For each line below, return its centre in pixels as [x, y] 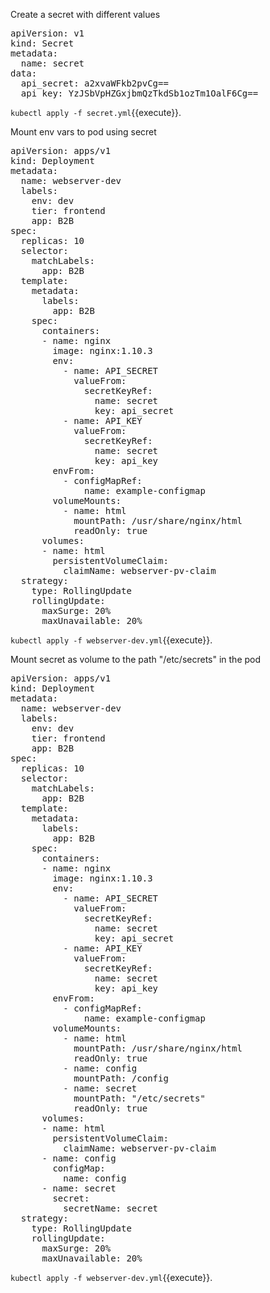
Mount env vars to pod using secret [83, 132]
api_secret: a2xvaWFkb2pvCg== [94, 83]
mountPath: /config [121, 1078]
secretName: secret [111, 1208]
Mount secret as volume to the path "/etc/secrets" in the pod [136, 659]
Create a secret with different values [85, 14]
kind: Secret [42, 43]
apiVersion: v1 [47, 33]
